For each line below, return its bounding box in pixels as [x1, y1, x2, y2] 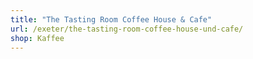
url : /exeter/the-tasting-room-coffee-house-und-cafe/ [10, 24, 244, 34]
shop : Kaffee [10, 33, 65, 43]
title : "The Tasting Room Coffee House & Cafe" [10, 14, 213, 25]
